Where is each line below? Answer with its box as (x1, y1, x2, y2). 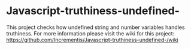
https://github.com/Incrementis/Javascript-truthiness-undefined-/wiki (6, 36, 178, 43)
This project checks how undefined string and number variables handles (6, 24, 185, 31)
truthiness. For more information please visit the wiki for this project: (6, 30, 175, 37)
